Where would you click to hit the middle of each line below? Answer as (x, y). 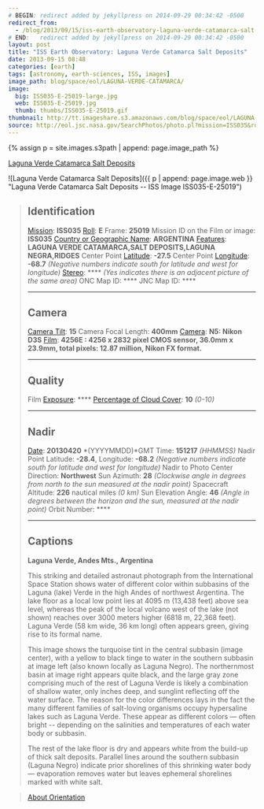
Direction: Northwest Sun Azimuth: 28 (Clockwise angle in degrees (136, 476)
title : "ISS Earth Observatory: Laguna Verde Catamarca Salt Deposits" (128, 52)
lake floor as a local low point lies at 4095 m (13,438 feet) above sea (138, 600)
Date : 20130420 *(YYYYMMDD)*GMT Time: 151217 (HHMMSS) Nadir (141, 451)
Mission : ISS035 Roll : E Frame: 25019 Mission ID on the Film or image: (141, 230)
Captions (50, 542)
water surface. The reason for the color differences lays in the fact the (141, 700)
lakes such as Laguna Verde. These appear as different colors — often (141, 716)
